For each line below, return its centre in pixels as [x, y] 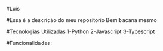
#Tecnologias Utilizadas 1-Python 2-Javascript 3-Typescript [81, 31]
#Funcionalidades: [29, 43]
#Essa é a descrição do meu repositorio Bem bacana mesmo [82, 20]
